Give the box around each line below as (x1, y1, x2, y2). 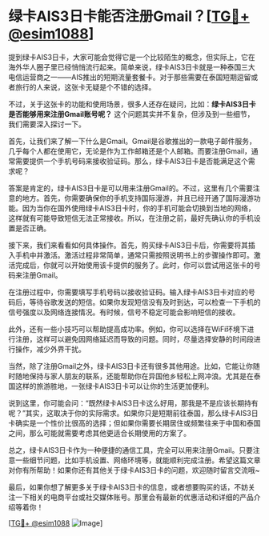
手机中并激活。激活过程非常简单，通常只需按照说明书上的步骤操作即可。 (14, 250, 254, 260)
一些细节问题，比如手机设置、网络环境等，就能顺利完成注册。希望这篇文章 (14, 455, 261, 465)
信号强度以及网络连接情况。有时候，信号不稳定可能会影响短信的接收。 (8, 307, 240, 317)
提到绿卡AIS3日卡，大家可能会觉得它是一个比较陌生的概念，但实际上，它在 (8, 52, 256, 62)
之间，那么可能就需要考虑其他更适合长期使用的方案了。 (8, 428, 191, 438)
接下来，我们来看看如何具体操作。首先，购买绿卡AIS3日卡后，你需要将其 (8, 240, 249, 250)
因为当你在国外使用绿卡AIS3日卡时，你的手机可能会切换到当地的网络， (22, 203, 256, 213)
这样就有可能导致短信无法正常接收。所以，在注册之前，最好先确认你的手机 (8, 213, 254, 222)
